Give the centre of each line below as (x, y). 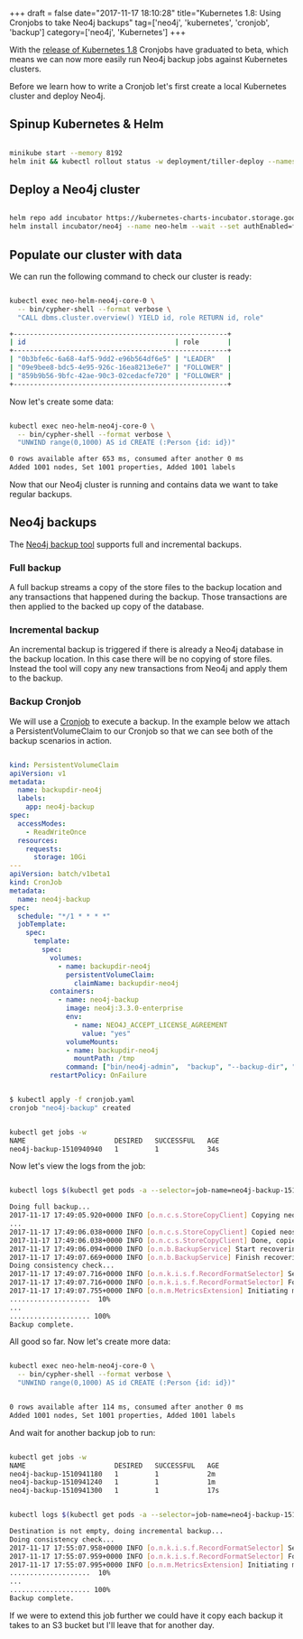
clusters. (26, 69)
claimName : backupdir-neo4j (126, 983)
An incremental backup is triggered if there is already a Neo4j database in (147, 650)
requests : (44, 849)
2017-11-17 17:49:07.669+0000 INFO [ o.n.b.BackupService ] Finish (134, 1257)
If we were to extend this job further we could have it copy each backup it (146, 1616)
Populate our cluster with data (96, 255)
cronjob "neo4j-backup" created (70, 1108)
